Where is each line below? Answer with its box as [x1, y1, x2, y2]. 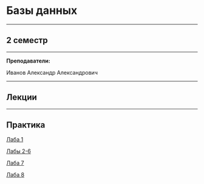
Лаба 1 [6, 136, 24, 143]
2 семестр [6, 35, 49, 46]
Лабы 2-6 [6, 148, 32, 155]
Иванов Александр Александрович [6, 69, 98, 76]
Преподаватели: [6, 57, 50, 64]
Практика [6, 120, 46, 130]
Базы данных [6, 4, 78, 18]
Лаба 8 [6, 171, 25, 179]
